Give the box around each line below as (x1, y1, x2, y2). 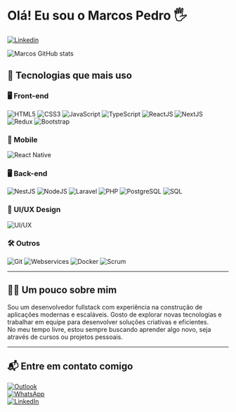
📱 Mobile (7, 135, 38, 145)
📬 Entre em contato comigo (7, 361, 133, 373)
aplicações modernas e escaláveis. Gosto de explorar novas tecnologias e (7, 310, 223, 319)
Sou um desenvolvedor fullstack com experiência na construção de (7, 303, 203, 311)
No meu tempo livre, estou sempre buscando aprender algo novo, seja (7, 325, 211, 333)
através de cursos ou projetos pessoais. (7, 333, 123, 341)
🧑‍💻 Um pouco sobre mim (7, 284, 117, 296)
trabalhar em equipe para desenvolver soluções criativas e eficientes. (7, 317, 209, 326)
